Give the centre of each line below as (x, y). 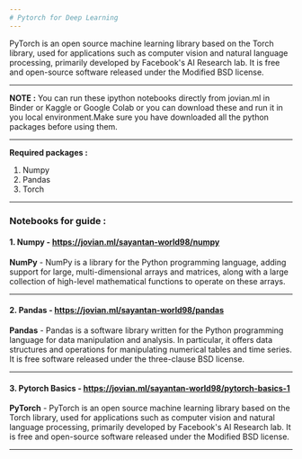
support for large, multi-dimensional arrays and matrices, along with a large (149, 272)
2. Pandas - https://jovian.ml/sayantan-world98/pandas (117, 310)
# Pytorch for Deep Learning (64, 18)
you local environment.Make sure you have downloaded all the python (139, 117)
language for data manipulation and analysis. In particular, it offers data (141, 339)
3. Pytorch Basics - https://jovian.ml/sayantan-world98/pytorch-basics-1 (150, 388)
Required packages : (49, 152)
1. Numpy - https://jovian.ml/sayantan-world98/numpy (115, 242)
